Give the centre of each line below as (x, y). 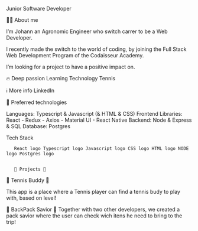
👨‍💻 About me (22, 20)
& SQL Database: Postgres (38, 126)
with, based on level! (31, 198)
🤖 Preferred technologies (37, 102)
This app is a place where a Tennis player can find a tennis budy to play (93, 192)
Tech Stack (20, 138)
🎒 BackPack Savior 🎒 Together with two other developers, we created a (93, 209)
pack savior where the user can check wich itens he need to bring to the (94, 216)
